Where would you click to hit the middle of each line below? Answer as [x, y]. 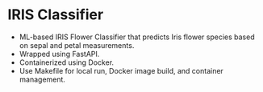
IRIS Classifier [56, 15]
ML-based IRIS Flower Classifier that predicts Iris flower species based [137, 37]
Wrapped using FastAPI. [59, 54]
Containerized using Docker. [67, 62]
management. [42, 79]
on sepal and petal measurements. [77, 45]
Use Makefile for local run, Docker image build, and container [121, 70]
